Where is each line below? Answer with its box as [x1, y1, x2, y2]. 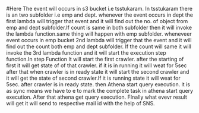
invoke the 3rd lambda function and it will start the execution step [6, 49, 166, 56]
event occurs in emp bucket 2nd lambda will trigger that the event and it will [6, 37, 192, 43]
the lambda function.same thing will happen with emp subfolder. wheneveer [6, 30, 192, 37]
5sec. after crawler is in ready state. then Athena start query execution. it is [6, 81, 190, 88]
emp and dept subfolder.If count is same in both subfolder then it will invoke [6, 24, 192, 31]
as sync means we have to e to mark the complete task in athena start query [6, 87, 194, 94]
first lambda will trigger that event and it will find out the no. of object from [6, 18, 188, 24]
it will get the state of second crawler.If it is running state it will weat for [6, 74, 181, 81]
